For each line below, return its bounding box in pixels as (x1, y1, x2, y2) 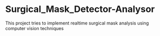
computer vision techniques (5, 25, 64, 31)
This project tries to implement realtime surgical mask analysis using (5, 20, 149, 26)
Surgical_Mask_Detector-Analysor (5, 3, 155, 15)
